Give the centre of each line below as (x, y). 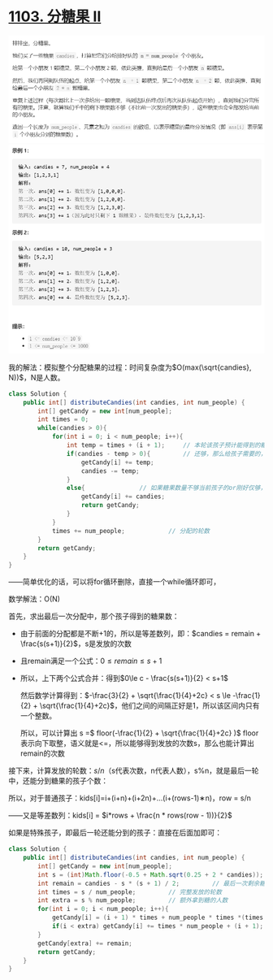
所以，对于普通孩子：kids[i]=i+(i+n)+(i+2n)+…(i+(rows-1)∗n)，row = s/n (130, 798)
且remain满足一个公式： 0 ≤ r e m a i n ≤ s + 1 (91, 661)
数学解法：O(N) (35, 599)
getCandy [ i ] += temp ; (117, 462)
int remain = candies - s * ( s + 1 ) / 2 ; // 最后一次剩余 (149, 883)
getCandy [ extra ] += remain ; (85, 943)
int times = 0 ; (63, 419)
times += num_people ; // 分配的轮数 (130, 531)
